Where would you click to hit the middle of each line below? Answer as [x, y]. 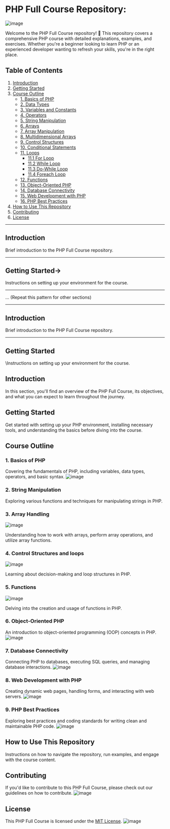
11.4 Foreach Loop [47, 174]
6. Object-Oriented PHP [35, 621]
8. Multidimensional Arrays [48, 136]
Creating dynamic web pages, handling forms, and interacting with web [80, 691]
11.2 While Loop [44, 163]
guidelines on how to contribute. [39, 793]
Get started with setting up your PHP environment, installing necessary [79, 425]
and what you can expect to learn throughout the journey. [65, 396]
